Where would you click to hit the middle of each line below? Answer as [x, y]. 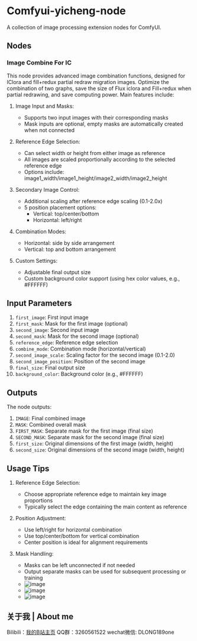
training [33, 578]
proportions [38, 501]
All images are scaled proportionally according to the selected [100, 159]
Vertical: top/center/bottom [66, 214]
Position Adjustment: [41, 518]
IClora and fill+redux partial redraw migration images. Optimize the [88, 82]
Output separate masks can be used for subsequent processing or [105, 572]
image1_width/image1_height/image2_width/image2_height [96, 178]
